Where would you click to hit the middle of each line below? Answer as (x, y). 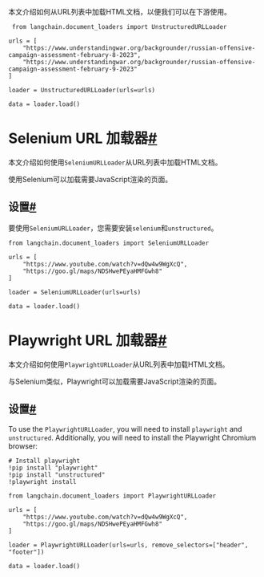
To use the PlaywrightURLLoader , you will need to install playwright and (125, 429)
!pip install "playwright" (53, 468)
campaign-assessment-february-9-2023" (73, 69)
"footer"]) (26, 552)
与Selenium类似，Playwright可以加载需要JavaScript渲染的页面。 (115, 381)
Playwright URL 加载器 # (88, 340)
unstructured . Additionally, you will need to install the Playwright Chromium (132, 437)
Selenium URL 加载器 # (83, 138)
